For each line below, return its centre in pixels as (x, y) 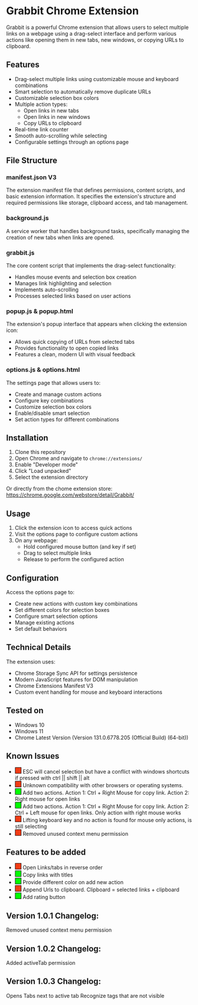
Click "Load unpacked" (43, 471)
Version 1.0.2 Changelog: (54, 948)
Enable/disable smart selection (52, 413)
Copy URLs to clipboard (52, 123)
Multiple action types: (41, 104)
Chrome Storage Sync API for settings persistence (76, 673)
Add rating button (44, 897)
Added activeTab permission (41, 962)
